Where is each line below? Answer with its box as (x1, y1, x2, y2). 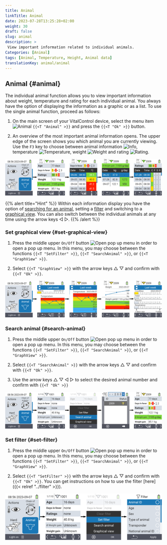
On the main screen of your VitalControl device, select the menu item (12, 118, 154, 124)
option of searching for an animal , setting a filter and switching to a (5, 205, 143, 211)
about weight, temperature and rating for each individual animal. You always (5, 98, 161, 104)
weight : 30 (5, 24, 28, 29)
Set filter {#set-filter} (5, 436, 58, 443)
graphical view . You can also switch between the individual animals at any (5, 211, 157, 217)
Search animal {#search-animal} (5, 325, 86, 332)
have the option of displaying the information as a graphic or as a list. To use (5, 103, 162, 109)
